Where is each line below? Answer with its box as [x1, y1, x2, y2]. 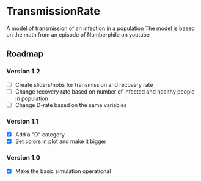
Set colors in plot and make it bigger [15, 138, 107, 145]
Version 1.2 [6, 67, 41, 76]
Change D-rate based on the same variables [15, 101, 127, 108]
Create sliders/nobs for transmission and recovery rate [15, 81, 153, 88]
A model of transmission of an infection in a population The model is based [6, 24, 195, 32]
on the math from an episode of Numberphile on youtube [6, 31, 150, 38]
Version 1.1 [6, 117, 38, 125]
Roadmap [6, 49, 44, 59]
